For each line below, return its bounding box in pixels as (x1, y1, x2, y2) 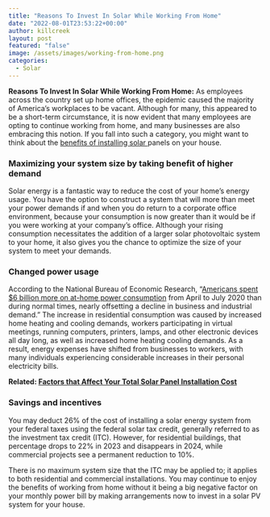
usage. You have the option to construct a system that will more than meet (8, 195, 255, 205)
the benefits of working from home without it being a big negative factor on (8, 482, 258, 492)
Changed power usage (8, 266, 99, 277)
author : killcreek (8, 27, 70, 35)
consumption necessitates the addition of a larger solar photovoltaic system (8, 229, 260, 238)
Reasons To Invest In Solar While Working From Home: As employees (8, 86, 243, 96)
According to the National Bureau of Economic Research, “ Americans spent (8, 284, 259, 294)
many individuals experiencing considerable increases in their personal (8, 353, 244, 362)
